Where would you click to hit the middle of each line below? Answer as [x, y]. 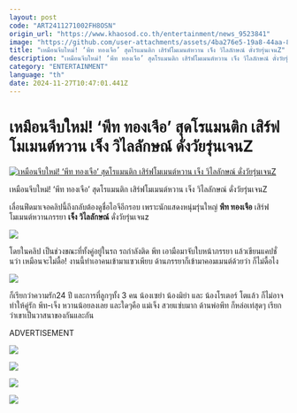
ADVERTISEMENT [42, 333]
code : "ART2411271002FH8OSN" [63, 26]
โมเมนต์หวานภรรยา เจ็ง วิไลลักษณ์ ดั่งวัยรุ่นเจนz [80, 217]
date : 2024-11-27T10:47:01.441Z [69, 83]
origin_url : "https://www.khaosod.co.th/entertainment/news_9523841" [140, 34]
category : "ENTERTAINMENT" [59, 67]
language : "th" [37, 75]
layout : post [33, 17]
